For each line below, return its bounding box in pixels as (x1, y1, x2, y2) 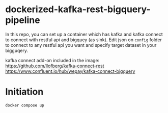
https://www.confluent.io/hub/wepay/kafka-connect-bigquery (5, 68, 135, 74)
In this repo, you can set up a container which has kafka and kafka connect (5, 31, 163, 37)
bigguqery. (5, 47, 28, 53)
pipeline (5, 14, 40, 26)
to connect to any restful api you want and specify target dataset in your (5, 42, 157, 48)
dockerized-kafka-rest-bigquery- (5, 4, 151, 15)
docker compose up (5, 103, 44, 108)
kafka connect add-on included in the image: (5, 57, 100, 63)
